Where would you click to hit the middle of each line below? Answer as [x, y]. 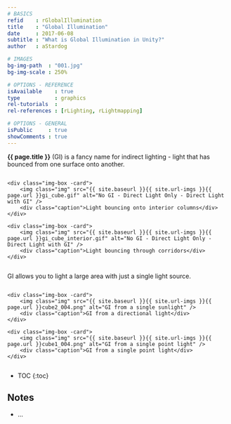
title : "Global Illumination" [58, 27]
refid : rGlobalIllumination [54, 20]
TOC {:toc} [33, 376]
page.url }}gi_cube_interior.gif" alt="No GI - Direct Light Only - [110, 238]
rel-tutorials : [33, 105]
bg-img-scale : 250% [38, 72]
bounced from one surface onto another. [66, 164]
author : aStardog [38, 46]
